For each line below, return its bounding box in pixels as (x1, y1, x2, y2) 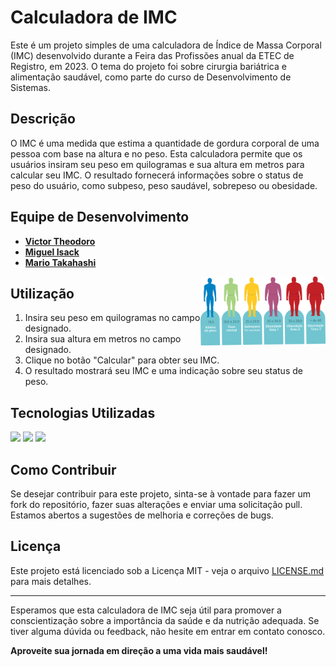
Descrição (10, 111, 76, 128)
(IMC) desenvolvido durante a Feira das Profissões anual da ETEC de (10, 49, 295, 61)
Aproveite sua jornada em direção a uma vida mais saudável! (10, 644, 268, 656)
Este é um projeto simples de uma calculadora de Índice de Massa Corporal (10, 39, 322, 51)
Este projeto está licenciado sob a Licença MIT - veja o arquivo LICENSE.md (10, 564, 325, 576)
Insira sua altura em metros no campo (24, 333, 182, 345)
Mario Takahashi (24, 256, 97, 268)
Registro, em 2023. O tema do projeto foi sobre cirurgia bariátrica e (10, 60, 287, 72)
